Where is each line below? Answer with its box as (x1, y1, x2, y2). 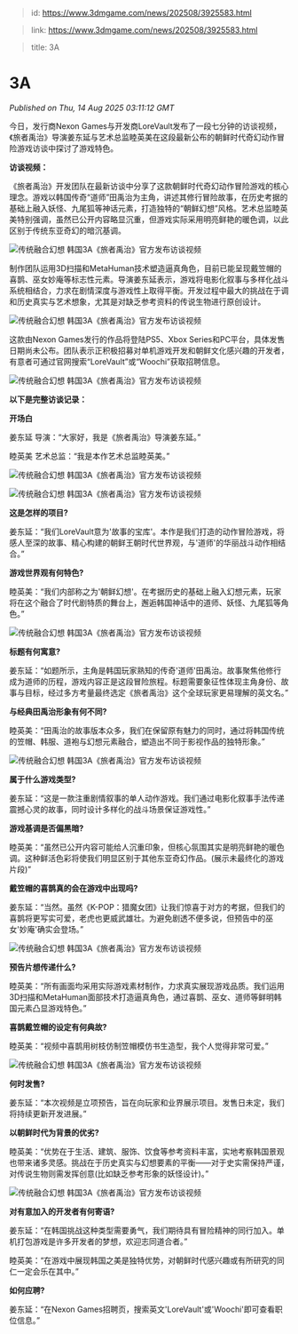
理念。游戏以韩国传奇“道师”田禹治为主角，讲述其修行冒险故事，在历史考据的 (9, 191, 288, 203)
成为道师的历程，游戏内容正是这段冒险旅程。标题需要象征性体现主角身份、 (9, 675, 281, 687)
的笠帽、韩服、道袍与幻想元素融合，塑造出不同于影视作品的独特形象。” (9, 736, 266, 747)
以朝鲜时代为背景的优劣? (9, 1127, 99, 1138)
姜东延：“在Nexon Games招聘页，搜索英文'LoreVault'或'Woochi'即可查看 (9, 1304, 276, 1314)
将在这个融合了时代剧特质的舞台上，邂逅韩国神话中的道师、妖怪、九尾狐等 (9, 597, 281, 608)
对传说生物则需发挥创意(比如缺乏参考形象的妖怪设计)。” (9, 1168, 209, 1178)
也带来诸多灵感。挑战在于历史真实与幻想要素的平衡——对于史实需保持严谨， (9, 1157, 289, 1168)
